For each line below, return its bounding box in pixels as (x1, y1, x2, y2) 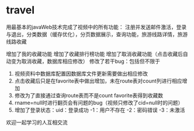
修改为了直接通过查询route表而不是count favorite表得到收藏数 (14, 91, 164, 99)
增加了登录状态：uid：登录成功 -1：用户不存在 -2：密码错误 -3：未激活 (14, 106, 185, 114)
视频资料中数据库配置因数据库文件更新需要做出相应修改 (14, 70, 148, 77)
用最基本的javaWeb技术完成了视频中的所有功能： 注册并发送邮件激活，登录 (6, 23, 187, 30)
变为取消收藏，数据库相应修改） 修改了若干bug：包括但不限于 (11, 58, 161, 65)
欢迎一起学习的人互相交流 (6, 119, 68, 126)
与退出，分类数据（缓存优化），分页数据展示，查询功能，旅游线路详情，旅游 (6, 30, 188, 38)
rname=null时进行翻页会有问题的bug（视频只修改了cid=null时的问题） (14, 99, 183, 106)
